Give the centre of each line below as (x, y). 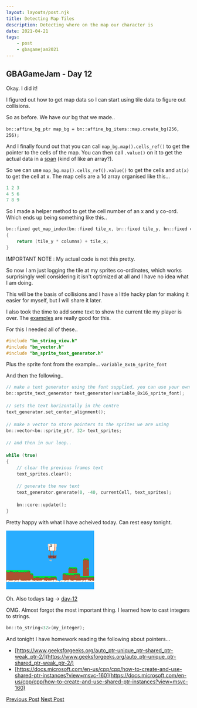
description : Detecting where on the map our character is (80, 25)
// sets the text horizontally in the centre (62, 406)
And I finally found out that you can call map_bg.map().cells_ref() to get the (98, 146)
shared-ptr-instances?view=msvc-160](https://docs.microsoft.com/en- (101, 675)
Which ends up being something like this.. (57, 218)
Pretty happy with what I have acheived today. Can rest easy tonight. (89, 522)
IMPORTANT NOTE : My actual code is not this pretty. (71, 259)
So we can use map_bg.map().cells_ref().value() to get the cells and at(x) (98, 170)
